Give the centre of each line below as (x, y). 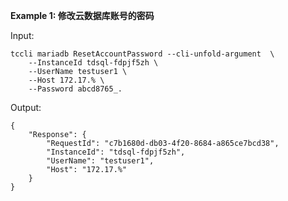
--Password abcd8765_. (75, 89)
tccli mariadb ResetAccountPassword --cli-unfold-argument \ (142, 54)
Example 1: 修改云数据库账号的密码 (82, 15)
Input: (22, 35)
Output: (26, 107)
